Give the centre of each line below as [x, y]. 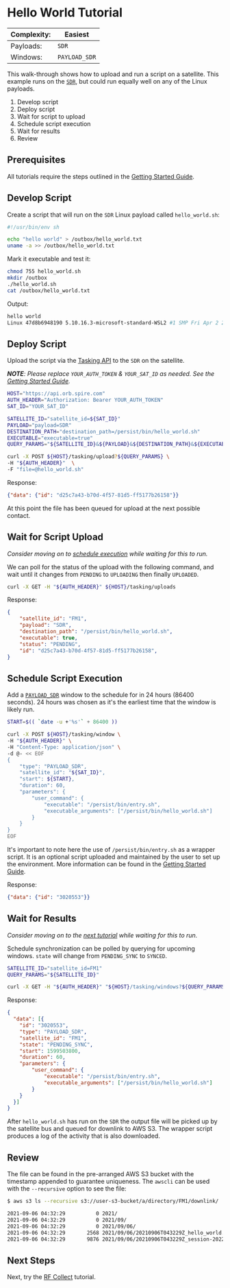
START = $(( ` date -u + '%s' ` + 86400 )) [62, 722]
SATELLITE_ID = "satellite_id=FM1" [55, 968]
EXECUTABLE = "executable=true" [50, 438]
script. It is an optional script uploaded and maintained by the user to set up [114, 857]
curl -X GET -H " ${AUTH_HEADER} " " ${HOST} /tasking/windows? [95, 987]
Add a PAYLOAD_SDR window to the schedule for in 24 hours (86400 [101, 695]
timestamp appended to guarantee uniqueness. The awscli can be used [108, 1182]
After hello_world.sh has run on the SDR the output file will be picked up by [112, 1121]
